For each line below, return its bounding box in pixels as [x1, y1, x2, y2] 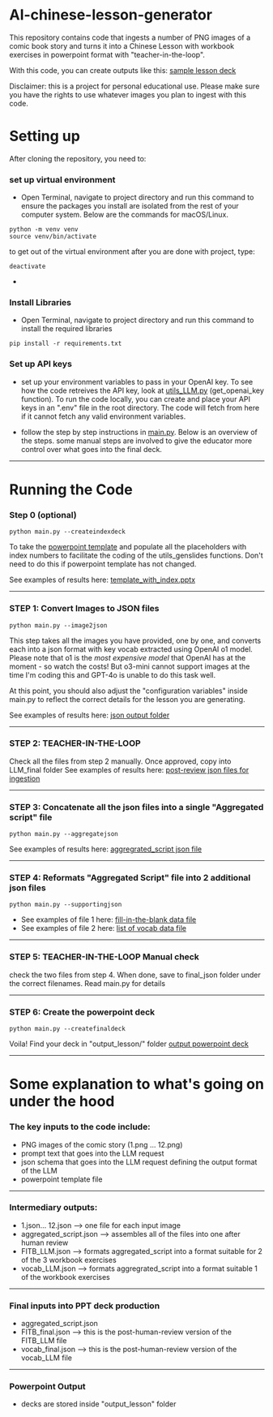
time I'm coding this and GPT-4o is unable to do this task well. [9, 670, 216, 679]
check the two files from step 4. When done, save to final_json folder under [9, 970, 262, 980]
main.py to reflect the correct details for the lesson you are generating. [9, 694, 245, 704]
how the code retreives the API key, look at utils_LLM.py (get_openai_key [20, 385, 264, 395]
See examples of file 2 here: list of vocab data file [20, 924, 187, 933]
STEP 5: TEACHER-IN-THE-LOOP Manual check [9, 951, 199, 963]
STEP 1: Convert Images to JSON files [9, 603, 160, 614]
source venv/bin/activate [9, 233, 96, 241]
